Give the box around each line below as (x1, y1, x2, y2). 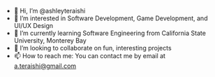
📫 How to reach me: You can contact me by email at (13, 52, 166, 59)
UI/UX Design (13, 22, 54, 29)
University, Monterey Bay (13, 36, 87, 45)
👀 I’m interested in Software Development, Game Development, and (13, 14, 208, 22)
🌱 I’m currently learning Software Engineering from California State (13, 29, 206, 37)
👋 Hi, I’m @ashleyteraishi (13, 7, 86, 15)
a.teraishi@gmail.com (13, 62, 77, 70)
